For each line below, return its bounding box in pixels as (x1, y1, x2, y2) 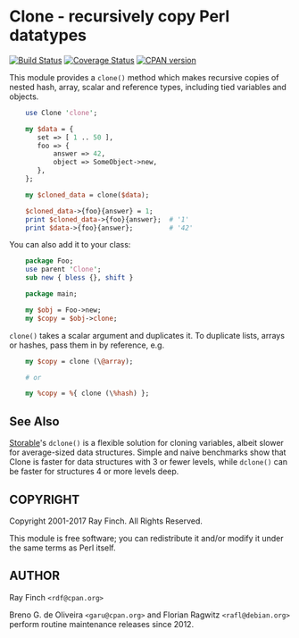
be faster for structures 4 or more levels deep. (9, 466, 179, 477)
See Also (9, 414, 60, 429)
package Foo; (25, 256, 74, 265)
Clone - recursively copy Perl (9, 6, 230, 27)
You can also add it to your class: (9, 239, 131, 250)
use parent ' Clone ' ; (25, 265, 102, 274)
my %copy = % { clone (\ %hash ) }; (25, 389, 150, 399)
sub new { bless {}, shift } (25, 273, 134, 282)
